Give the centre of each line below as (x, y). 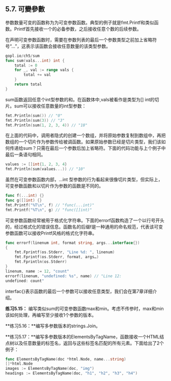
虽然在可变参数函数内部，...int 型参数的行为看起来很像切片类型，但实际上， (84, 180)
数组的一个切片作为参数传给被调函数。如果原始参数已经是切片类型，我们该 (83, 142)
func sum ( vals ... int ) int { (35, 60)
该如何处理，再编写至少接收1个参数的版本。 (51, 315)
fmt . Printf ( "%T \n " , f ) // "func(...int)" (50, 205)
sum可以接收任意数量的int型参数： (50, 106)
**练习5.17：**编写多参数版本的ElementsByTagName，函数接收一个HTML (82, 337)
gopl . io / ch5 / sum (22, 56)
